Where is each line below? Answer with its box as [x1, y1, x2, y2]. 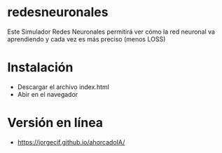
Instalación [7, 60, 74, 76]
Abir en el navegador [17, 90, 78, 98]
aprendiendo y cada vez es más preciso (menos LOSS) [7, 34, 166, 43]
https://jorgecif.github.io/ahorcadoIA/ [17, 138, 125, 146]
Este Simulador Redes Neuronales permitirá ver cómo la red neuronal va [7, 27, 216, 36]
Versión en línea [7, 115, 104, 131]
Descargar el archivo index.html [17, 82, 110, 91]
